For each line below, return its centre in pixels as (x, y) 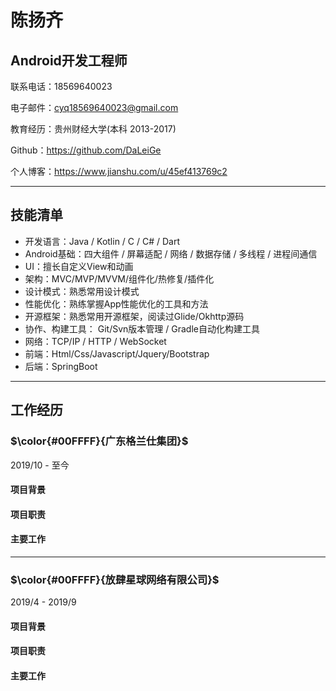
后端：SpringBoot (61, 366)
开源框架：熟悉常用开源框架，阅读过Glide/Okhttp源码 (134, 316)
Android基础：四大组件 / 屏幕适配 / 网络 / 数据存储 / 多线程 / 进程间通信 (171, 253)
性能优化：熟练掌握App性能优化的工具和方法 (116, 303)
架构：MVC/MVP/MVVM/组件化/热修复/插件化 (119, 278)
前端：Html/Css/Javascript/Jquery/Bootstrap (117, 353)
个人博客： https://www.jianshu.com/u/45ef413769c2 (119, 171)
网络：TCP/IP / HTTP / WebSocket (95, 341)
